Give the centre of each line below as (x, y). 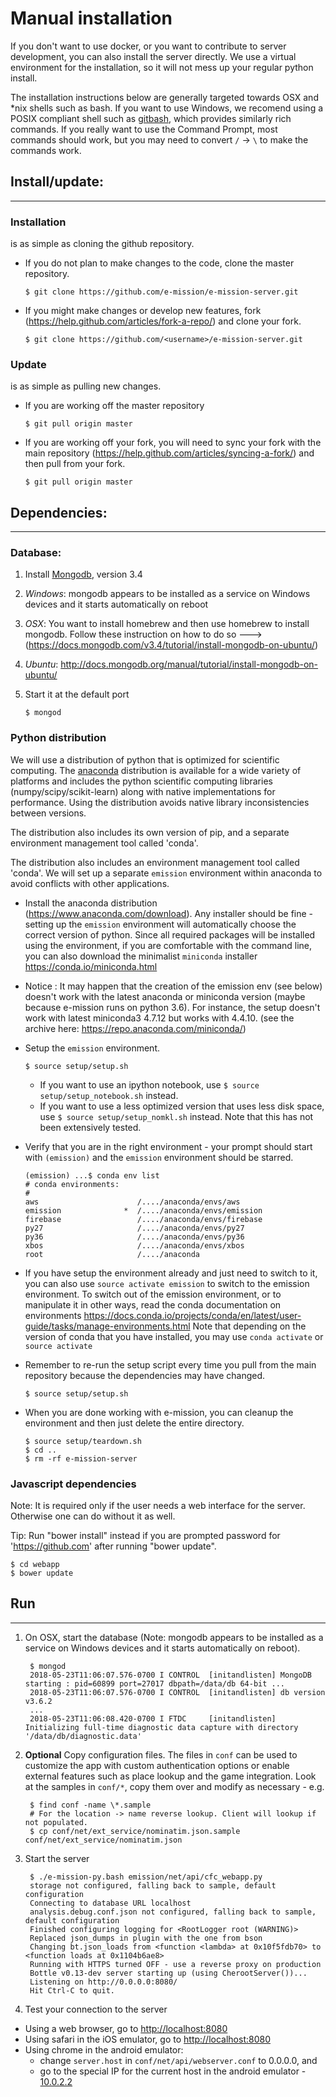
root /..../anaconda (112, 1254)
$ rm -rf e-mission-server (81, 1458)
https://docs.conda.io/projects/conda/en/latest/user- (192, 1315)
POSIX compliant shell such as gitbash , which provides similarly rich (151, 118)
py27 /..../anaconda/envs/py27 (134, 1228)
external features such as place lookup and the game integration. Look (170, 1776)
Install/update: (57, 182)
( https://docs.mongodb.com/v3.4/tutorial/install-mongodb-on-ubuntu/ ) (171, 645)
